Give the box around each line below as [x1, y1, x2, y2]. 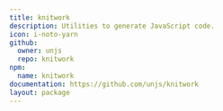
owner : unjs [17, 47, 63, 55]
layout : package [9, 88, 70, 97]
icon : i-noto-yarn [9, 30, 78, 38]
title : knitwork [9, 13, 70, 22]
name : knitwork [17, 72, 75, 81]
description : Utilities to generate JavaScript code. [9, 21, 216, 30]
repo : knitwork [17, 55, 75, 64]
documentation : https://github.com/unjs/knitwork [9, 80, 200, 89]
